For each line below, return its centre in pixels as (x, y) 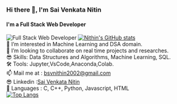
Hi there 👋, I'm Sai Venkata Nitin (54, 10)
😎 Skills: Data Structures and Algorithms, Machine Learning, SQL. (88, 57)
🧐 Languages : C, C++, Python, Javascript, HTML (68, 88)
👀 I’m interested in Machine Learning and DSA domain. (74, 44)
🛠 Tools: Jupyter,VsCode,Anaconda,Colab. (60, 64)
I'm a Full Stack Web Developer (46, 24)
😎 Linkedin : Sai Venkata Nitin (43, 82)
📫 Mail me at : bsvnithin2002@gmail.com (58, 73)
